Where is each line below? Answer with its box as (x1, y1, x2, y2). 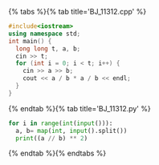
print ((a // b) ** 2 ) (15, 134, 88, 143)
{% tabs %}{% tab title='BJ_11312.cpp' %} (8, 7, 147, 16)
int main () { (8, 37, 52, 45)
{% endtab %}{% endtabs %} (8, 148, 107, 159)
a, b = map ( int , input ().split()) (15, 127, 128, 135)
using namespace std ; (8, 30, 81, 38)
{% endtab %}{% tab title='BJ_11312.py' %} (8, 103, 151, 113)
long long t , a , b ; (15, 44, 81, 53)
